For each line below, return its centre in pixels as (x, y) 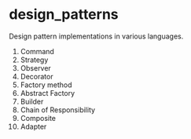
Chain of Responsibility (58, 110)
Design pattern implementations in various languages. (96, 36)
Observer (36, 68)
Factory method (46, 85)
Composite (38, 118)
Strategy (34, 60)
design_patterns (64, 15)
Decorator (37, 76)
